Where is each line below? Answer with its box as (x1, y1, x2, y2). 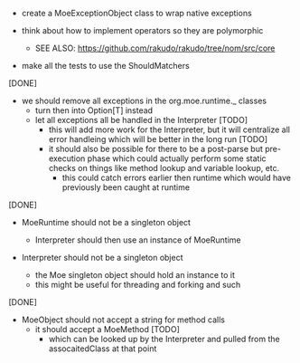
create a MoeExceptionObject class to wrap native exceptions (21, 8, 252, 18)
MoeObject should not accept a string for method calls (21, 314, 225, 325)
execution (48, 153, 86, 164)
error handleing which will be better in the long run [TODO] (48, 134, 268, 144)
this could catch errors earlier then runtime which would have (61, 172, 291, 183)
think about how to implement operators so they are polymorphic (21, 25, 264, 35)
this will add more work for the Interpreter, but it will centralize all (48, 124, 291, 135)
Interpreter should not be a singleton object (21, 253, 183, 263)
